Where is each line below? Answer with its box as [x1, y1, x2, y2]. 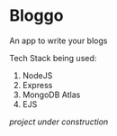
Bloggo [9, 5, 64, 26]
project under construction [9, 116, 109, 127]
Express [22, 79, 53, 90]
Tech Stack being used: [9, 52, 97, 63]
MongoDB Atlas [22, 89, 81, 100]
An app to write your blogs [9, 35, 108, 46]
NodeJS [22, 69, 53, 81]
